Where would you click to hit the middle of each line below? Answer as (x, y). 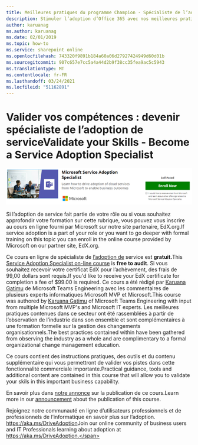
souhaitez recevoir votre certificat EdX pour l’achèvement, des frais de (92, 269)
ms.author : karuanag (32, 31)
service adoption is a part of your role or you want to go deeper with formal (98, 233)
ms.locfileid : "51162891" (38, 87)
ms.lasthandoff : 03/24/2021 (41, 81)
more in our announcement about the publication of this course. (83, 399)
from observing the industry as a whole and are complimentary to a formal (96, 338)
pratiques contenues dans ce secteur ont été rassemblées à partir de (90, 313)
